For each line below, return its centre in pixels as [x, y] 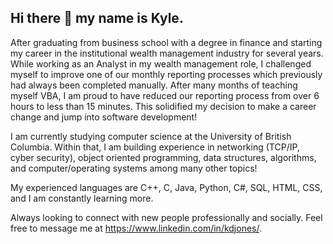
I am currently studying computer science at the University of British [151, 136]
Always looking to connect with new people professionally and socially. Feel [166, 217]
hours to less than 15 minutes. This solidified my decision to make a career [163, 106]
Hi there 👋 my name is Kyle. [97, 18]
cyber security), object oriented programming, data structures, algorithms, [163, 157]
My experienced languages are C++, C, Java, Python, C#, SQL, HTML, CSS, [166, 187]
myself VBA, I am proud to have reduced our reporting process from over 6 [165, 95]
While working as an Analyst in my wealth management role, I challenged [161, 63]
